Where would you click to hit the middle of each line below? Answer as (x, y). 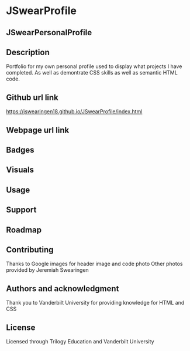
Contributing (30, 250)
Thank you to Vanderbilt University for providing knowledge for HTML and (95, 303)
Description (28, 52)
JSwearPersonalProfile (49, 33)
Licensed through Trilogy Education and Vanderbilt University (80, 341)
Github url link (32, 97)
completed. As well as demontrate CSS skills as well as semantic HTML (92, 73)
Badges (20, 150)
